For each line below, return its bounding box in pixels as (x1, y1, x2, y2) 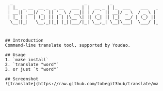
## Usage (5, 52, 26, 57)
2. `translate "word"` (5, 62, 59, 67)
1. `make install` (5, 57, 49, 62)
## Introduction (5, 38, 44, 43)
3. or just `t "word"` (5, 66, 59, 72)
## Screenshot (5, 76, 39, 81)
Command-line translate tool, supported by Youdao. (5, 42, 131, 48)
